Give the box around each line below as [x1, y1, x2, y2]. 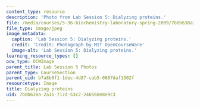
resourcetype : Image [6, 81, 58, 87]
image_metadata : [6, 31, 46, 37]
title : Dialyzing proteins [6, 86, 73, 92]
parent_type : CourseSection [6, 70, 76, 75]
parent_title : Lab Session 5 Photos [6, 64, 97, 70]
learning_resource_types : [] [6, 53, 79, 59]
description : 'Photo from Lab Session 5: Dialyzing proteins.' [6, 14, 167, 20]
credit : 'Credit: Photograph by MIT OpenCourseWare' [11, 42, 145, 48]
